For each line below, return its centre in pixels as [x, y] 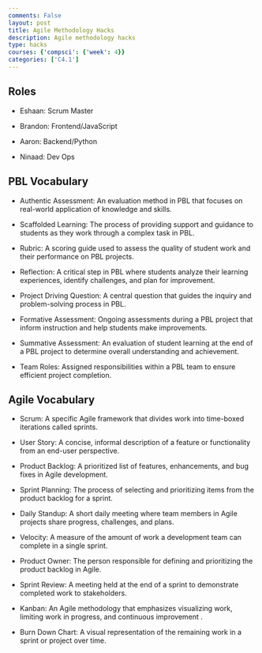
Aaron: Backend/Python [58, 141]
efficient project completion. [65, 375]
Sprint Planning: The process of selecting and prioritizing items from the [137, 490]
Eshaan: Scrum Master [56, 111]
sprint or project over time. [63, 640]
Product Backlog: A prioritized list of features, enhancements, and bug [134, 466]
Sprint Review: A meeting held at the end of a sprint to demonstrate [129, 585]
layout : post [30, 23]
